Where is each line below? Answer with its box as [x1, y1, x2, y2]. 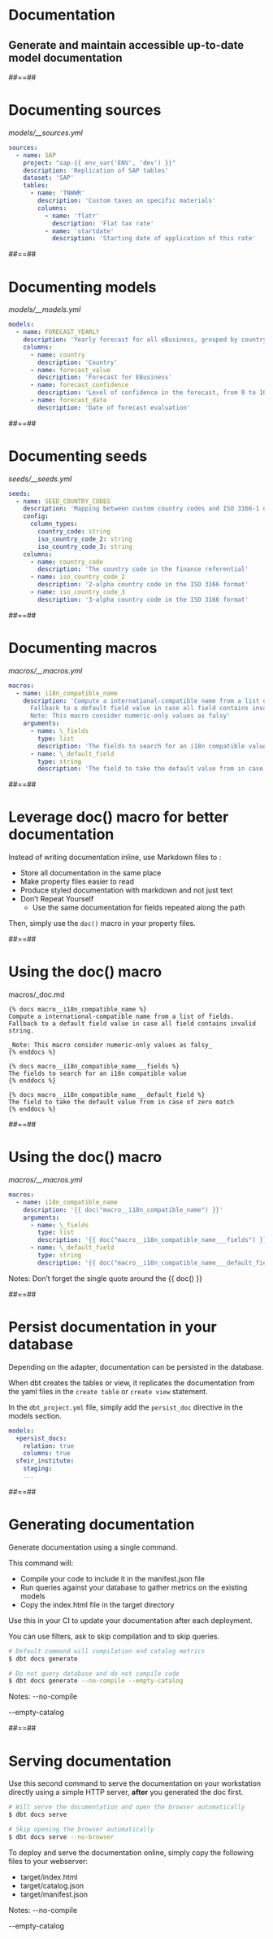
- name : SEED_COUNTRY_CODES [15, 497, 111, 506]
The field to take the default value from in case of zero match [8, 1098, 234, 1107]
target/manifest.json [19, 1889, 88, 1899]
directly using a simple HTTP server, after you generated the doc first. [8, 1788, 244, 1797]
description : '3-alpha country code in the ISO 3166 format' [37, 595, 249, 603]
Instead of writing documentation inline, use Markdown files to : [8, 853, 222, 862]
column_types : [29, 520, 79, 529]
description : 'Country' [37, 358, 118, 366]
